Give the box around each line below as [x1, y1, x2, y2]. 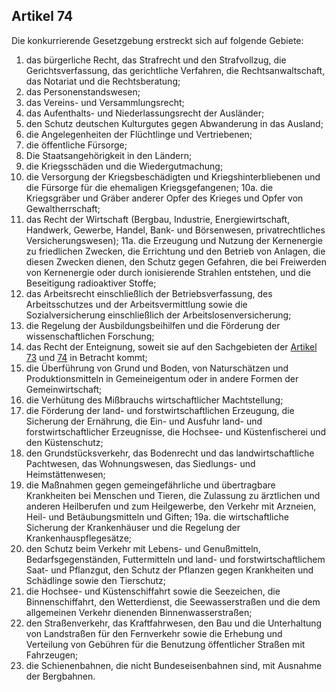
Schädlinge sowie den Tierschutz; [25, 574, 166, 586]
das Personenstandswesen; [25, 85, 141, 98]
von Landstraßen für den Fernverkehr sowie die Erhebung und [25, 627, 283, 639]
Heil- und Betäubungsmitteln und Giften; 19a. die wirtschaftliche [25, 510, 289, 523]
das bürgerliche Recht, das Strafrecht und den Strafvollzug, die [25, 54, 287, 66]
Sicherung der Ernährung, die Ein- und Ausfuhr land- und [25, 415, 263, 427]
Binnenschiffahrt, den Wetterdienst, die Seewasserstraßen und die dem [25, 595, 321, 608]
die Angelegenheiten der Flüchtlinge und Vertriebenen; [25, 128, 253, 140]
